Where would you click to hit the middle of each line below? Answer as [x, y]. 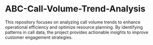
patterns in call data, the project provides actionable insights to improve [77, 32]
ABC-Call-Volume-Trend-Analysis [75, 9]
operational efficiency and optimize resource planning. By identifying [74, 27]
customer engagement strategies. [39, 37]
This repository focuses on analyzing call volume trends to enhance [73, 22]
